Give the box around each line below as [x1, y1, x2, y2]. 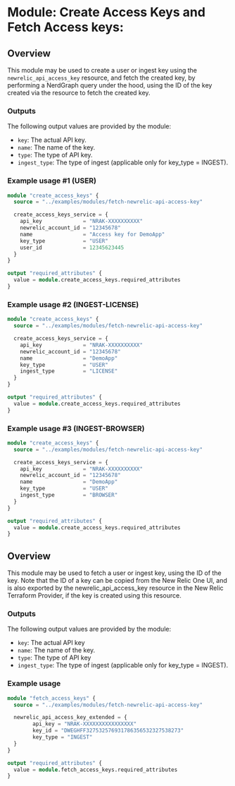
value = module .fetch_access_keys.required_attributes [13, 766, 178, 773]
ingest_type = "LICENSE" [20, 368, 118, 375]
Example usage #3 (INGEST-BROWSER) [7, 423, 146, 433]
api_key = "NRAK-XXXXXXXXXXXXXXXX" [32, 720, 137, 727]
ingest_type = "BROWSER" [20, 492, 118, 499]
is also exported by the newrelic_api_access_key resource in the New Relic [7, 584, 224, 593]
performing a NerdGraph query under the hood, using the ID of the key [7, 81, 212, 89]
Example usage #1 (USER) [7, 176, 97, 186]
